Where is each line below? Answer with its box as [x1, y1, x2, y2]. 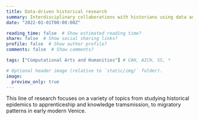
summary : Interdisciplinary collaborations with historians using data [6, 14, 187, 20]
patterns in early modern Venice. [6, 107, 86, 115]
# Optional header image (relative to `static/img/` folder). [6, 68, 163, 74]
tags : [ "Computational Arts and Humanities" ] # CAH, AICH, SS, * [6, 57, 171, 63]
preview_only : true [11, 79, 60, 85]
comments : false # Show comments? [6, 46, 94, 53]
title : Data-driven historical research [6, 8, 108, 15]
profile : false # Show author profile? [6, 41, 108, 47]
